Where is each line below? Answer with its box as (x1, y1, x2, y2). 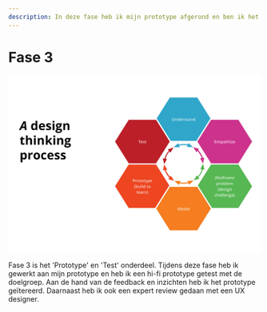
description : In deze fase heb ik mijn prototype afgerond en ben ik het (8, 13, 260, 21)
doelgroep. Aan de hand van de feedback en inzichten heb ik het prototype (8, 278, 256, 287)
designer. (8, 294, 39, 304)
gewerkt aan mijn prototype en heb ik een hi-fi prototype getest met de (8, 269, 242, 278)
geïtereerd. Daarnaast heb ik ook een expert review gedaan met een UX (8, 286, 245, 295)
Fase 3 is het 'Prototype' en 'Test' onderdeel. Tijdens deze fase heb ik (8, 260, 239, 271)
